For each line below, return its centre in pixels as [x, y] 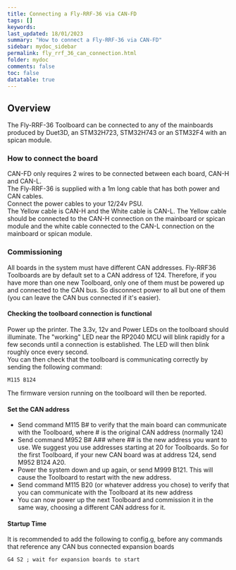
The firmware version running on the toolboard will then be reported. [107, 393]
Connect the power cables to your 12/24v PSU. [75, 204]
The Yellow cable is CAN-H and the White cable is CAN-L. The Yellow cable [117, 211]
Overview [29, 108]
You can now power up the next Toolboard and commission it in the [115, 500]
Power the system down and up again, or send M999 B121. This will [115, 470]
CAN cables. [25, 196]
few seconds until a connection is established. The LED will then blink [108, 344]
